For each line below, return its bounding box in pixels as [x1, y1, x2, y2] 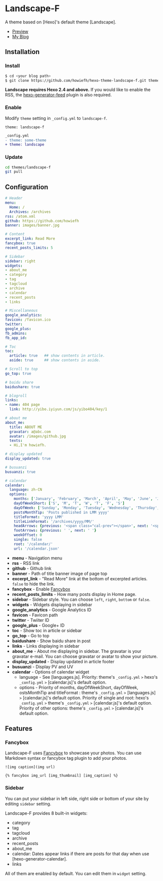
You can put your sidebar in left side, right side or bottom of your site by [5, 795, 149, 802]
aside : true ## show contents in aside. [9, 358, 101, 363]
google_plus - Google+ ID [12, 622, 65, 628]
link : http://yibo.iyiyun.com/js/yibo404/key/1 [9, 407, 108, 412]
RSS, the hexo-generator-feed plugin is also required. [5, 92, 112, 98]
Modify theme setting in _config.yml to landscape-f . [5, 115, 108, 121]
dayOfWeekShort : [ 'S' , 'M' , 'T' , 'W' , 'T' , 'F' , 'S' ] [14, 501, 125, 506]
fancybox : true [5, 241, 36, 246]
